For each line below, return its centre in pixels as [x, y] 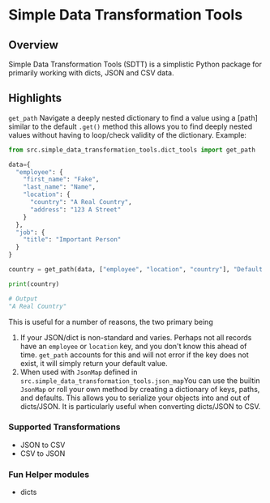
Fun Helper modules [49, 474]
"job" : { [30, 232]
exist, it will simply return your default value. [94, 363]
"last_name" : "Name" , [59, 187]
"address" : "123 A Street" [75, 209]
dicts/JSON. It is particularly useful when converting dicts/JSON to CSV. [140, 406]
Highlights [35, 98]
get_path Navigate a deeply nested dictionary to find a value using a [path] [133, 117]
